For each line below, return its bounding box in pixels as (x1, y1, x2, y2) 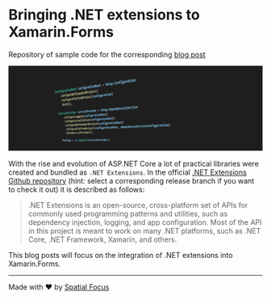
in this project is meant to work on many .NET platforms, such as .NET (27, 226, 261, 235)
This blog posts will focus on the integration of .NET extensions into (8, 250, 233, 260)
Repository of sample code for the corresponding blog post (8, 49, 206, 59)
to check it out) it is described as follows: (8, 184, 145, 194)
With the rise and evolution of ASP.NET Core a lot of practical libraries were (8, 158, 260, 168)
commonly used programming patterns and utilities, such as (27, 209, 228, 218)
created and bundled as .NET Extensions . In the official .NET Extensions (8, 167, 248, 177)
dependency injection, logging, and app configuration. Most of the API (27, 217, 262, 227)
